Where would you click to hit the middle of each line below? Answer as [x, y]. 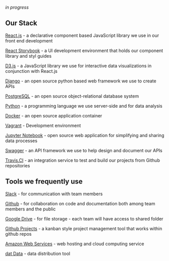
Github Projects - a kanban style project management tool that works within [84, 228]
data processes [21, 141]
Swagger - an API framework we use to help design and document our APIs [84, 150]
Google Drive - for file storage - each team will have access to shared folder [84, 219]
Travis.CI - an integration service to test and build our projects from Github [83, 160]
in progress [17, 7]
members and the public [31, 209]
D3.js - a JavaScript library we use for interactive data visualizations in [78, 66]
